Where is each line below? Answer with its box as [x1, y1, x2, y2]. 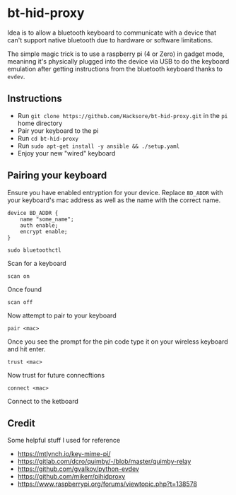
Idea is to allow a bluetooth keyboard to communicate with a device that [7, 28, 217, 37]
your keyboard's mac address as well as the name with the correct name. [7, 196, 221, 204]
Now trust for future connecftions [7, 371, 105, 379]
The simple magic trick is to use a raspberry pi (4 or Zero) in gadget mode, [7, 49, 225, 58]
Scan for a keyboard [7, 259, 67, 267]
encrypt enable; [20, 228, 69, 235]
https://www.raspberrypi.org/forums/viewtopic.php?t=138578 [17, 479, 198, 489]
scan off [7, 298, 33, 305]
